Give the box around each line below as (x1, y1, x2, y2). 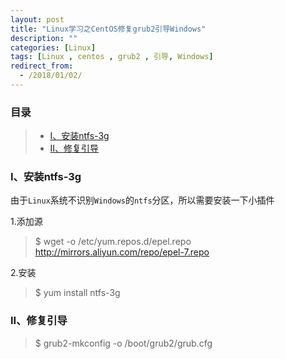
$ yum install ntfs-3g (34, 287, 121, 299)
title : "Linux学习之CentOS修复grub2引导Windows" (10, 24, 207, 34)
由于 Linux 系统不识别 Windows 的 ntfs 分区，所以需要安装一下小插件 (10, 194, 275, 206)
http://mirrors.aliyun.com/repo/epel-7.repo (34, 246, 210, 258)
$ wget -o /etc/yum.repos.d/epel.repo (34, 236, 192, 248)
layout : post (10, 14, 65, 25)
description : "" (10, 33, 78, 43)
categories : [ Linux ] (10, 42, 97, 53)
